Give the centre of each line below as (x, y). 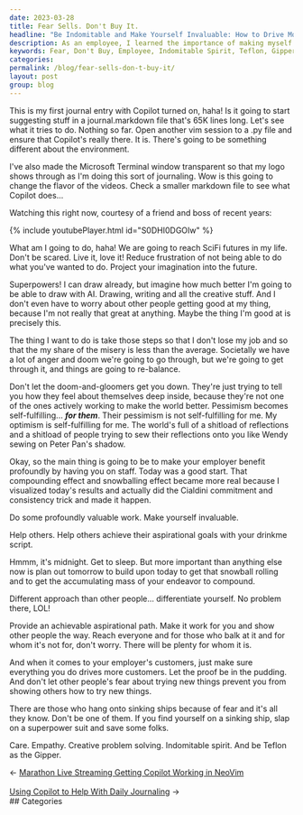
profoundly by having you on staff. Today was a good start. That (129, 471)
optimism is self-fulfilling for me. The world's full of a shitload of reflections (149, 424)
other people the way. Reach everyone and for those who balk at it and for (147, 635)
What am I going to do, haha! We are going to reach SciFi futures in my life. (148, 247)
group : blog (32, 85)
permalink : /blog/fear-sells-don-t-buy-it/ (92, 69)
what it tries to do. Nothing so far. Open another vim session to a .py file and (151, 130)
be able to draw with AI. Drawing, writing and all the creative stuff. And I (142, 293)
